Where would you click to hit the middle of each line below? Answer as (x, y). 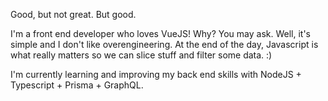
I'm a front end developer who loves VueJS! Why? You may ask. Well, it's (161, 33)
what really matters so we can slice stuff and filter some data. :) (141, 55)
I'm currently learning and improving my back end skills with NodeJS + (156, 74)
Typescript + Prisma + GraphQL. (77, 85)
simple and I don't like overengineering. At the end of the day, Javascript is (164, 44)
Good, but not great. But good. (73, 14)
